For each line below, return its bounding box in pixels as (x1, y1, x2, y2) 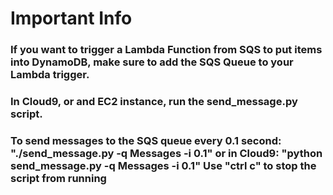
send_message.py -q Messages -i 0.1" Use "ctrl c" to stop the (10, 158, 317, 172)
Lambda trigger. (10, 68, 90, 82)
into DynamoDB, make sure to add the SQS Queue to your (10, 55, 294, 69)
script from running (10, 171, 107, 185)
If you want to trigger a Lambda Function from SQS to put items (10, 43, 323, 57)
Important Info (10, 7, 133, 30)
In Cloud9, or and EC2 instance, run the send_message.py (10, 95, 298, 109)
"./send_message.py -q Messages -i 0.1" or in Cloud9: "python (10, 146, 323, 160)
